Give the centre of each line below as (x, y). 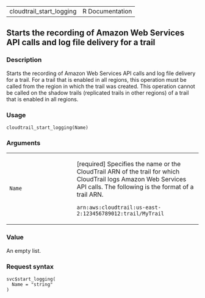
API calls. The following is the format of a (135, 187)
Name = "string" (32, 284)
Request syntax (30, 266)
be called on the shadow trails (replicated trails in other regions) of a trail (98, 93)
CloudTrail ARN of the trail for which (128, 172)
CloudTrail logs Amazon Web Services (131, 180)
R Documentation (107, 11)
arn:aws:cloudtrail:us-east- (119, 208)
